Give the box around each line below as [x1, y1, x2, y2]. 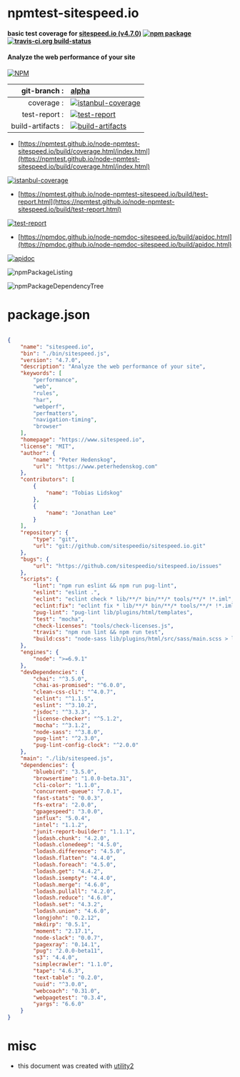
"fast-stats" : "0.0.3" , [33, 795, 104, 802]
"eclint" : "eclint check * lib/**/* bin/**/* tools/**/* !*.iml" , [33, 596, 235, 603]
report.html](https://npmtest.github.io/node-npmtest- [17, 197, 175, 206]
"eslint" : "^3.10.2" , [33, 702, 98, 709]
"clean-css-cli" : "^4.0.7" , [33, 688, 116, 696]
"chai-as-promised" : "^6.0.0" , [33, 682, 126, 689]
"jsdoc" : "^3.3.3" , [33, 708, 91, 716]
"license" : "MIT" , [20, 443, 75, 450]
